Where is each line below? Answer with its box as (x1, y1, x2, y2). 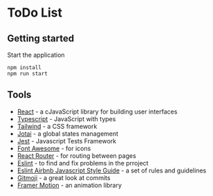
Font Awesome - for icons (17, 144, 91, 152)
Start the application (7, 51, 65, 59)
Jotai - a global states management (17, 130, 119, 138)
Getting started (7, 33, 75, 44)
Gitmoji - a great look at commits (17, 173, 111, 181)
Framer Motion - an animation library (17, 181, 122, 189)
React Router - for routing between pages (17, 151, 136, 160)
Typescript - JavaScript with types (17, 114, 116, 123)
